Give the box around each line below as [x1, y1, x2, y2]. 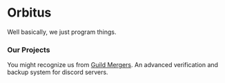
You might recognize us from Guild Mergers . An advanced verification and [7, 61, 219, 69]
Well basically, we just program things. [7, 28, 117, 36]
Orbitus [7, 5, 52, 21]
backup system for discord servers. [7, 68, 108, 77]
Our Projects [7, 45, 50, 55]
